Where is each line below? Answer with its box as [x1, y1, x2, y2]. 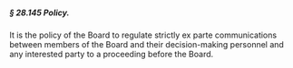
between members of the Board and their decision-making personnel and [9, 38, 284, 49]
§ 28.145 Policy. [9, 7, 70, 18]
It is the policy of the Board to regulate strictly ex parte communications [9, 30, 278, 40]
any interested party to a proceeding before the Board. [9, 48, 214, 59]
